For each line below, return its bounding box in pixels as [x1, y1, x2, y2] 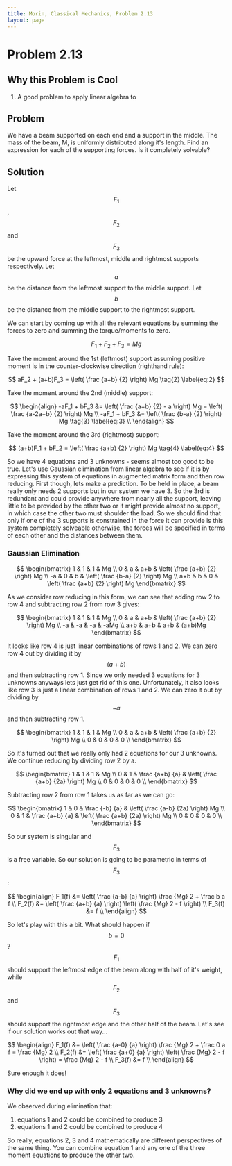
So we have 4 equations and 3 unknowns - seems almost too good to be [7, 458, 215, 466]
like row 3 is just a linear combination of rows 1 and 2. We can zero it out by [7, 685, 222, 694]
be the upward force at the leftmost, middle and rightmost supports [7, 254, 199, 263]
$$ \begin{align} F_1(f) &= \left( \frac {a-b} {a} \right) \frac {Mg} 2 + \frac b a [8, 892, 225, 901]
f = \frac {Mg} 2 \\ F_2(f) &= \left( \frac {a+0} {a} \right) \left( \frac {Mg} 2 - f [8, 1048, 225, 1056]
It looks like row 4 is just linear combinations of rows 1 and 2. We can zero [7, 642, 218, 650]
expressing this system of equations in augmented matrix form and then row [7, 472, 225, 481]
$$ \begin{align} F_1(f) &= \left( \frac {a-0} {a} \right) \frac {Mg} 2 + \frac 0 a [7, 1040, 226, 1049]
